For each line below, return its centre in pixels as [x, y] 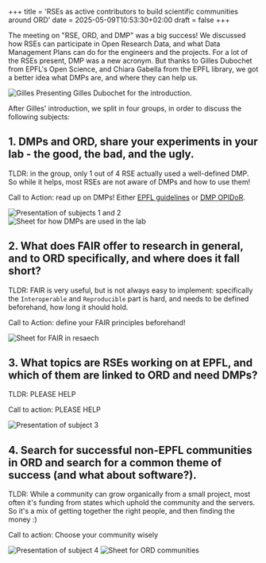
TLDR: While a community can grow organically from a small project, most [129, 494]
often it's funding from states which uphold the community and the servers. [132, 503]
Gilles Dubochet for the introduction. [132, 93]
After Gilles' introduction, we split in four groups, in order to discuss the [125, 108]
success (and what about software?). [102, 475]
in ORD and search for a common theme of [115, 462]
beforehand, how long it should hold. [68, 307]
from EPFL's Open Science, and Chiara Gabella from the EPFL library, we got [133, 69]
